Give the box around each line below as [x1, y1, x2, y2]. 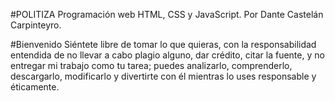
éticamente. [10, 81, 60, 93]
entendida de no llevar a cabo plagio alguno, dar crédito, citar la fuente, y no [10, 49, 325, 61]
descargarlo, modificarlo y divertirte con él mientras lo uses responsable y [10, 70, 317, 82]
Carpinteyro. [10, 19, 62, 31]
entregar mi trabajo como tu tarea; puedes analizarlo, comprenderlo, [10, 60, 293, 71]
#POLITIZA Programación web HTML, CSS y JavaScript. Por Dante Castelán [10, 9, 324, 20]
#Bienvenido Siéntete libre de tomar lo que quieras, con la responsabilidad [10, 39, 317, 50]
